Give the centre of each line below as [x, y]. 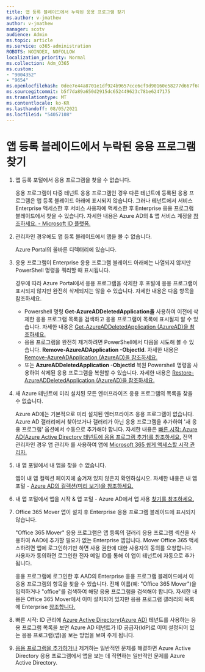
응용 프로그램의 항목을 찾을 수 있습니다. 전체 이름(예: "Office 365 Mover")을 [106, 584]
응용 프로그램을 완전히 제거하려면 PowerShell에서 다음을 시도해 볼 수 [106, 342]
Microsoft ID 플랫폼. [66, 223]
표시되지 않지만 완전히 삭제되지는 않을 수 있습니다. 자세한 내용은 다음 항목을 [105, 291]
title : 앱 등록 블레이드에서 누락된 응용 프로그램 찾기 [66, 12]
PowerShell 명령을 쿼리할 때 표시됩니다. [63, 271]
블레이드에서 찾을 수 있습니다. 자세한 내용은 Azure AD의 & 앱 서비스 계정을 [103, 216]
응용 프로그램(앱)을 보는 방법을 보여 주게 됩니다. [78, 635]
